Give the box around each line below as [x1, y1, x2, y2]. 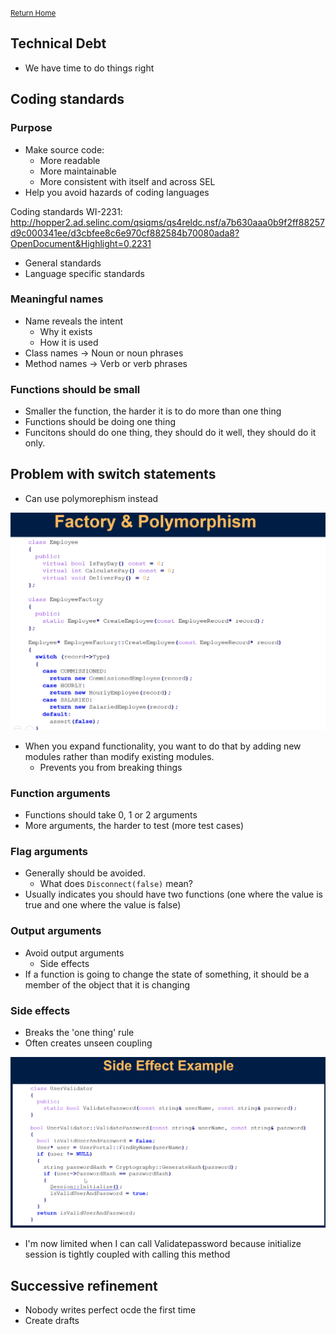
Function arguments [10, 786, 111, 800]
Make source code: [24, 143, 105, 156]
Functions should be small [10, 382, 141, 396]
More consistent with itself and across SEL [39, 175, 216, 187]
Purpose [10, 121, 53, 135]
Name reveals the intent [24, 315, 124, 327]
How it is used [39, 336, 99, 348]
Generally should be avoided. [24, 867, 146, 879]
